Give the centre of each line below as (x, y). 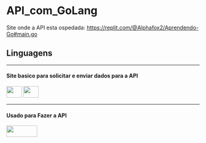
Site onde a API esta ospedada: (46, 28)
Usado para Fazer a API (37, 115)
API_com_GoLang (52, 11)
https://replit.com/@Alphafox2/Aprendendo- (143, 28)
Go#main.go (22, 34)
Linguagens (29, 53)
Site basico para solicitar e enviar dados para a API (72, 76)
